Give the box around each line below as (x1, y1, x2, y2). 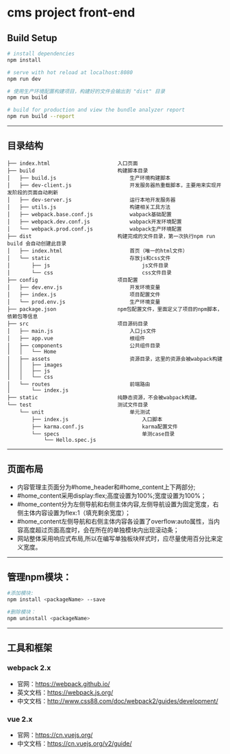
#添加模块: (7, 590, 34, 597)
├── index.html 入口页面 (7, 160, 138, 167)
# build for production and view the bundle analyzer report (7, 106, 186, 114)
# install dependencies (7, 50, 75, 57)
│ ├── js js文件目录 (7, 262, 169, 269)
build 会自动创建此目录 (7, 240, 67, 247)
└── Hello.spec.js (43, 436, 97, 443)
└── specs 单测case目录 (31, 430, 175, 437)
